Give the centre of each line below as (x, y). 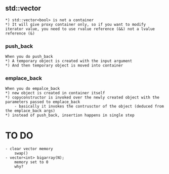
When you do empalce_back (32, 89)
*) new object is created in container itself (55, 93)
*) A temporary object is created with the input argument (69, 61)
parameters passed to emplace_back (43, 102)
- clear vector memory (29, 149)
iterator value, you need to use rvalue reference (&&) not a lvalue (80, 29)
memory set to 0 (32, 162)
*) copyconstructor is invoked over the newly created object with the (82, 98)
